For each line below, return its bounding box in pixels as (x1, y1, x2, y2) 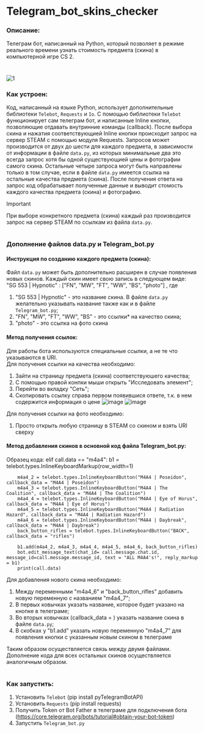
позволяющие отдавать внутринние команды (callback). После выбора (6, 123, 192, 130)
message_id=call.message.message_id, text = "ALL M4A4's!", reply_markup (6, 554, 199, 560)
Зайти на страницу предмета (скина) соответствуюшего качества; (15, 372, 191, 379)
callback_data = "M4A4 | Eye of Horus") (6, 500, 111, 507)
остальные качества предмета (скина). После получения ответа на (6, 175, 183, 182)
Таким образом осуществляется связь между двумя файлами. (6, 645, 171, 652)
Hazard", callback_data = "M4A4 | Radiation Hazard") (6, 512, 147, 518)
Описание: (6, 26, 40, 35)
